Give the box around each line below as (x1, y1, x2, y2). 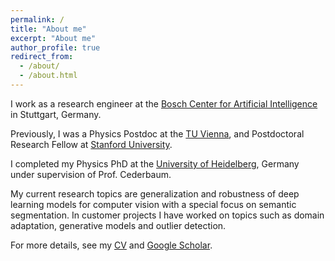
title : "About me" (10, 24, 87, 34)
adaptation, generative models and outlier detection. (10, 219, 227, 231)
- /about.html (19, 71, 78, 81)
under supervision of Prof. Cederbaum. (10, 168, 172, 180)
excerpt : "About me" (10, 33, 97, 43)
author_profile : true (10, 42, 101, 53)
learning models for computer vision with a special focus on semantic (10, 198, 297, 210)
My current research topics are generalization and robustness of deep (10, 187, 300, 200)
